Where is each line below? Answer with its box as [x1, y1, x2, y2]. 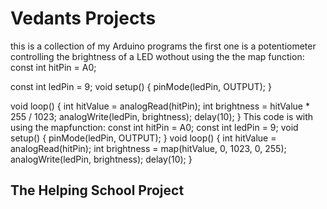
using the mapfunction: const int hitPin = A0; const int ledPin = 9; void [10, 121, 299, 133]
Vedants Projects [10, 7, 157, 30]
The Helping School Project [10, 182, 185, 199]
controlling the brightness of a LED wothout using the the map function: [10, 50, 305, 62]
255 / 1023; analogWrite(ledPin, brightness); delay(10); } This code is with [10, 110, 314, 122]
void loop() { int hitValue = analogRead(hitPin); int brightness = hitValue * [10, 100, 310, 112]
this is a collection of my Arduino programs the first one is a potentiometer [10, 40, 317, 52]
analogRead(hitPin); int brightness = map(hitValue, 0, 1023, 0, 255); [10, 142, 287, 154]
